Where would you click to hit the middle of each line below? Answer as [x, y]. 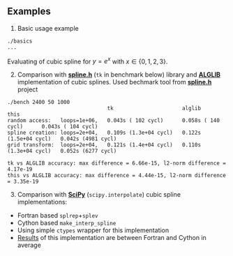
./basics [20, 41]
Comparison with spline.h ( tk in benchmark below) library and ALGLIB [119, 75]
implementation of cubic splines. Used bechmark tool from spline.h [114, 82]
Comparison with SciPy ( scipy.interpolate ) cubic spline [99, 195]
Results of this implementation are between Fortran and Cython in [112, 238]
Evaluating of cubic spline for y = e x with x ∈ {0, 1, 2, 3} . [88, 61]
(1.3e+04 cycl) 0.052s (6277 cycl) [62, 151]
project [28, 89]
